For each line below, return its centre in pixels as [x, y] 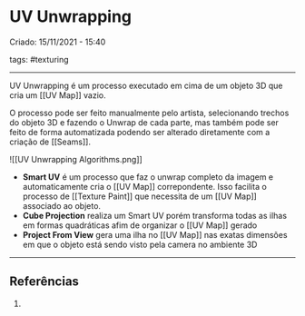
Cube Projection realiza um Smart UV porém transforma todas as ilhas [155, 215]
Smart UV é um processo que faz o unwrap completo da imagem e [148, 177]
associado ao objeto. [62, 205]
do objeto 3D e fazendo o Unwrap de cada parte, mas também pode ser [144, 122]
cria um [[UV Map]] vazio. [58, 95]
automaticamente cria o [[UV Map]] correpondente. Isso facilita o [145, 186]
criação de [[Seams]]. [50, 142]
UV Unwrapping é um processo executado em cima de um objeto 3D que [146, 85]
